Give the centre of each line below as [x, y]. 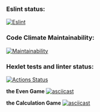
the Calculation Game [34, 103]
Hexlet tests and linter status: [50, 66]
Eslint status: [26, 9]
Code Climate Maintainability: [50, 38]
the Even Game [25, 91]
